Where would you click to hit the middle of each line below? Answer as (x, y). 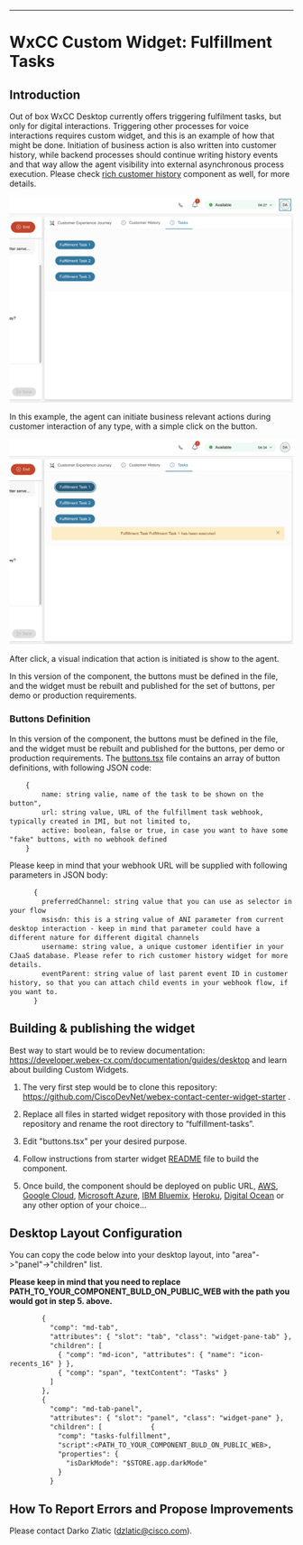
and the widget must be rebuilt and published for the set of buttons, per (142, 686)
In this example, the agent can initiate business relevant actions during (140, 416)
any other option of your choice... (84, 1205)
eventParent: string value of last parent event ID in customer (165, 973)
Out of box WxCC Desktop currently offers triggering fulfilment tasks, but (146, 116)
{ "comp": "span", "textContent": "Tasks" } (142, 1373)
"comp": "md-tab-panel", (96, 1410)
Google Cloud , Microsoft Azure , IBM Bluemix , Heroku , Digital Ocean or (153, 1195)
